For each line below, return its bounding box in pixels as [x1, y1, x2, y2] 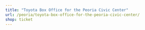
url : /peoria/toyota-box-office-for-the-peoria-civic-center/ [5, 12, 140, 17]
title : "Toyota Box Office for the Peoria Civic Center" [5, 7, 129, 13]
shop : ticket [5, 17, 33, 22]
